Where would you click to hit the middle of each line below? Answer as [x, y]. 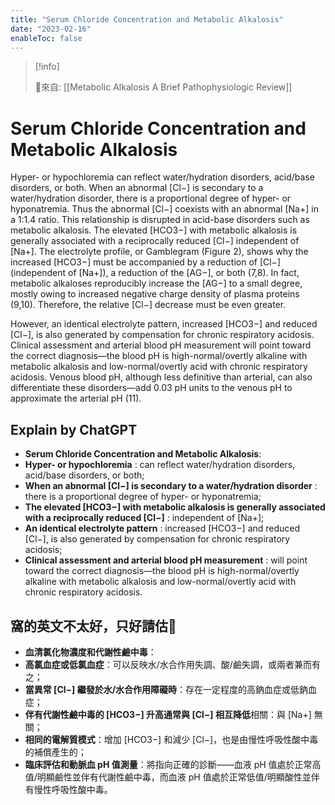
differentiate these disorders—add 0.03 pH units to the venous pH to [151, 388]
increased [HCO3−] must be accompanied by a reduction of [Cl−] [145, 262]
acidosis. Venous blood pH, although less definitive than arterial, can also [161, 377]
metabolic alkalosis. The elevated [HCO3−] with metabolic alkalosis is [154, 230]
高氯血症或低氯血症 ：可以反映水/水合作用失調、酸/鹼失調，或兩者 [159, 664]
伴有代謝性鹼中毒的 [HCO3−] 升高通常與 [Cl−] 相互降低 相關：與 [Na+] [168, 714]
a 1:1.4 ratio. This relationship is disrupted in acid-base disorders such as [160, 220]
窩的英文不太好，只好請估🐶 [93, 626]
